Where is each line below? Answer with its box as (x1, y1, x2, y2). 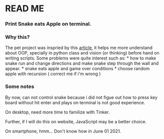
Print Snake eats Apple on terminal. (5, 21, 92, 28)
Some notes (5, 83, 34, 90)
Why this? (5, 34, 30, 41)
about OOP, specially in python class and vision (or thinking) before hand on (5, 50, 160, 56)
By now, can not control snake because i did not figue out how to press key (5, 94, 158, 100)
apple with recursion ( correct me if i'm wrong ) (5, 71, 101, 77)
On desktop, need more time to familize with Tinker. (5, 109, 110, 115)
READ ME (5, 3, 44, 14)
